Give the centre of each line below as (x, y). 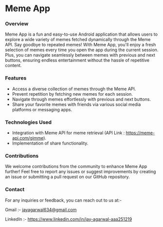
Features (16, 78)
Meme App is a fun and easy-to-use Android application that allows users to (81, 34)
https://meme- (140, 133)
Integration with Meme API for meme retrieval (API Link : (68, 133)
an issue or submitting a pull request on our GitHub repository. (67, 177)
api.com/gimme (28, 138)
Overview (17, 24)
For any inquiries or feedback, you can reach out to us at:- (63, 200)
